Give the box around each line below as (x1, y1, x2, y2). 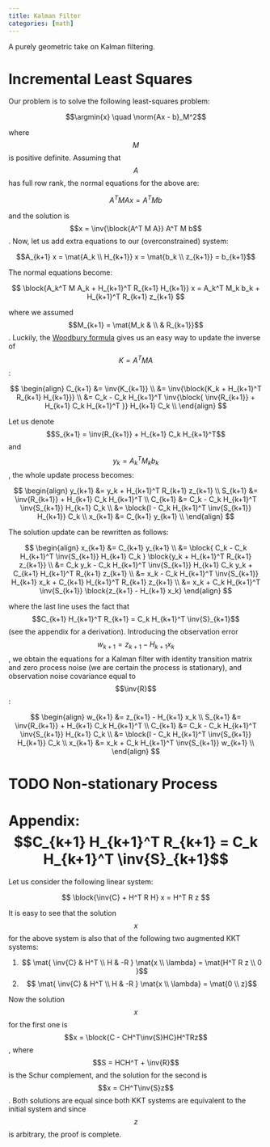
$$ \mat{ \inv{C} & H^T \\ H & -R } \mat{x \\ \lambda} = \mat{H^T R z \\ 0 (21, 958, 263, 968)
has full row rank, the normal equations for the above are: (8, 179, 200, 188)
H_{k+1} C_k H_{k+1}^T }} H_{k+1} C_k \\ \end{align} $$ (44, 401, 228, 411)
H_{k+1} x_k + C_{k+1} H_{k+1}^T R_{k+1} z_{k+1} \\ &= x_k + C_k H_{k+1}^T (11, 577, 261, 587)
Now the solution (8, 995, 65, 1005)
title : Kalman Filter (8, 11, 82, 20)
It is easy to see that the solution (8, 909, 117, 918)
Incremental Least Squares (8, 70, 193, 88)
